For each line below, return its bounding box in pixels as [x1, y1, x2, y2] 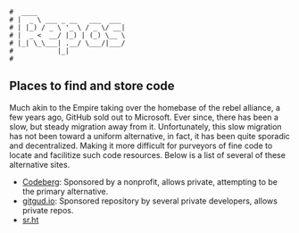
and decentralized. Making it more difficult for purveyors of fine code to [9, 140, 273, 151]
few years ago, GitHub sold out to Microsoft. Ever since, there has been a [9, 112, 279, 122]
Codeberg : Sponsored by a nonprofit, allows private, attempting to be [21, 176, 278, 187]
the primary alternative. [21, 186, 109, 196]
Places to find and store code [9, 79, 176, 94]
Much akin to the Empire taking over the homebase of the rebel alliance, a [9, 102, 281, 112]
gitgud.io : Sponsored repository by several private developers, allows [21, 196, 278, 206]
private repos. [21, 204, 74, 215]
